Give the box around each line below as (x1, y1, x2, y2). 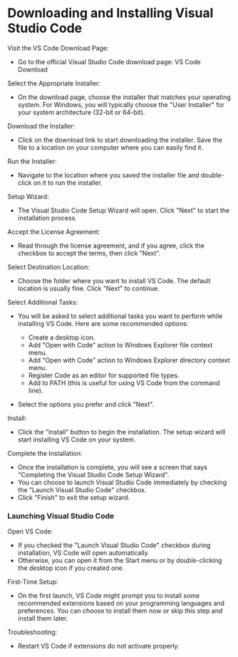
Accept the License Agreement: (7, 227, 101, 236)
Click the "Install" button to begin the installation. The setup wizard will (17, 427, 226, 436)
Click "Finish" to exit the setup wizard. (17, 493, 130, 501)
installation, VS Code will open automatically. (17, 549, 150, 557)
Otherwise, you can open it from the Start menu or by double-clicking (17, 556, 222, 565)
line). (28, 386, 43, 394)
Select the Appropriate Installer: (7, 78, 101, 87)
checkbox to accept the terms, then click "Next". (17, 248, 161, 258)
